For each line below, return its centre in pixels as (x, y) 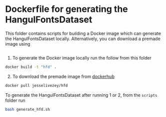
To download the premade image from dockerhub (63, 76)
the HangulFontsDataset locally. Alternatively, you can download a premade (83, 39)
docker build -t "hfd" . (31, 67)
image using (18, 44)
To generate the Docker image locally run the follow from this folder (82, 58)
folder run (15, 100)
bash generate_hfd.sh (28, 109)
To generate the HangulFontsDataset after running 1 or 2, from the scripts (81, 95)
